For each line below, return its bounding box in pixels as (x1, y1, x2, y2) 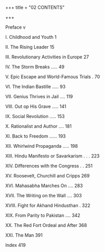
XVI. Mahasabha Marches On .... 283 (5, 182, 83, 189)
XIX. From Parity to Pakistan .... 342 (5, 212, 80, 218)
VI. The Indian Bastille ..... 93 (5, 84, 66, 89)
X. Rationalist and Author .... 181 (5, 123, 72, 129)
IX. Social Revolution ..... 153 (5, 113, 65, 119)
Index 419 (5, 242, 26, 248)
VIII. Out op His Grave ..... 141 (5, 103, 67, 109)
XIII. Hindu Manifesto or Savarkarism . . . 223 (5, 153, 100, 159)
